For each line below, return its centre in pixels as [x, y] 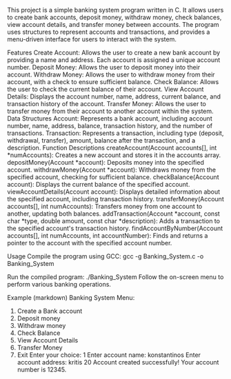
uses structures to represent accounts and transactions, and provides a [109, 32]
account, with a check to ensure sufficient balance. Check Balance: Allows [113, 82]
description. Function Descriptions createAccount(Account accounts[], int [112, 148]
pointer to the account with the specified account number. [90, 243]
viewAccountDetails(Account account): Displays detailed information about [114, 192]
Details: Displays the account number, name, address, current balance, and [114, 96]
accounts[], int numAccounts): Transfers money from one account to [105, 206]
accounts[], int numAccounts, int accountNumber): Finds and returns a [108, 236]
